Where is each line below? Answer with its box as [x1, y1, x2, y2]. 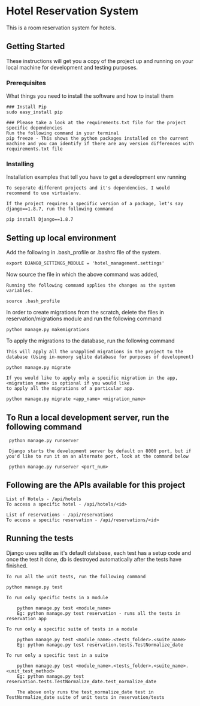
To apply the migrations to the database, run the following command [6, 337, 175, 344]
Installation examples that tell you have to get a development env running [6, 173, 187, 181]
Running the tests [6, 533, 74, 543]
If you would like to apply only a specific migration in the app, [6, 375, 178, 381]
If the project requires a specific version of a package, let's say [6, 201, 184, 207]
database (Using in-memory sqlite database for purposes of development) [6, 354, 195, 360]
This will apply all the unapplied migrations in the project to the [6, 349, 184, 355]
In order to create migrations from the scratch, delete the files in [6, 309, 165, 316]
